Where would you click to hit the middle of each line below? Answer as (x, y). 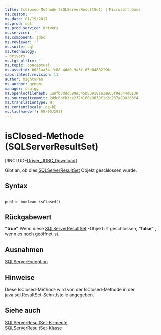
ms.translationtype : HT (30, 103)
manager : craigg (22, 88)
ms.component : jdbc (25, 38)
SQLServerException (27, 262)
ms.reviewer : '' (22, 42)
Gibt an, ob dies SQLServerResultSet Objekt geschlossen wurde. (71, 170)
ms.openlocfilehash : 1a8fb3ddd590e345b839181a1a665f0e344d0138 (72, 93)
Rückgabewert (28, 217)
